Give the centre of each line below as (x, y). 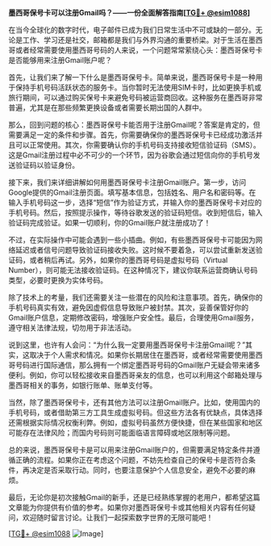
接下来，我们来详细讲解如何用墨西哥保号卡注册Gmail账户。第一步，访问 (127, 182)
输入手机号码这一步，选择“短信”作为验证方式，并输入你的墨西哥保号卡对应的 (135, 202)
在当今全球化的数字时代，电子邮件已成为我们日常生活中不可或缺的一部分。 (132, 30)
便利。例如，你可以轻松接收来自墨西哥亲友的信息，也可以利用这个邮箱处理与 (135, 375)
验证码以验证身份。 (47, 165)
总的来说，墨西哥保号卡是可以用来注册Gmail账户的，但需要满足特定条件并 (131, 450)
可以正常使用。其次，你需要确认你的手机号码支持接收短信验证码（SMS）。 (138, 145)
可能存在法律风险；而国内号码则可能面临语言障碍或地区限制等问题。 (121, 433)
